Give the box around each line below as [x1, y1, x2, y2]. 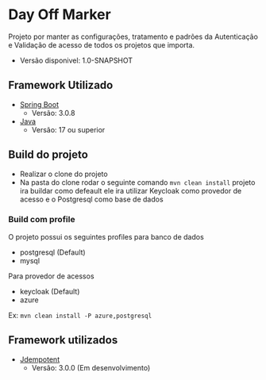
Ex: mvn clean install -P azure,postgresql [8, 310, 152, 320]
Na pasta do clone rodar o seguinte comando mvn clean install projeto [19, 177, 256, 187]
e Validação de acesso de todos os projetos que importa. [8, 40, 195, 49]
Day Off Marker [8, 6, 111, 24]
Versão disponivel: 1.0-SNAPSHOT [19, 56, 133, 65]
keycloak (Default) [19, 286, 80, 296]
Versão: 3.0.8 [31, 108, 75, 117]
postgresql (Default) [19, 248, 86, 257]
